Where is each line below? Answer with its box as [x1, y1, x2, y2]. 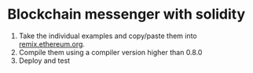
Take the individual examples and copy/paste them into [18, 31, 197, 40]
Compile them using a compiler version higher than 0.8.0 [18, 47, 203, 57]
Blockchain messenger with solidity [7, 5, 246, 23]
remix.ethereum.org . [18, 39, 86, 48]
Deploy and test [18, 56, 71, 65]
